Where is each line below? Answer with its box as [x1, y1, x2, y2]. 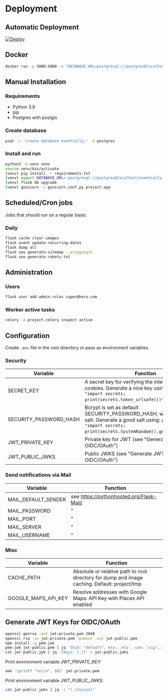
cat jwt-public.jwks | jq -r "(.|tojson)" [5, 688, 95, 693]
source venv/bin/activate [5, 166, 59, 171]
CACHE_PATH [7, 574, 40, 581]
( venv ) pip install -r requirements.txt [5, 171, 91, 176]
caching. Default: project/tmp [72, 581, 141, 588]
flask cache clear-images [5, 236, 59, 241]
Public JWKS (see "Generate [84, 450, 152, 457]
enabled [72, 601, 92, 608]
